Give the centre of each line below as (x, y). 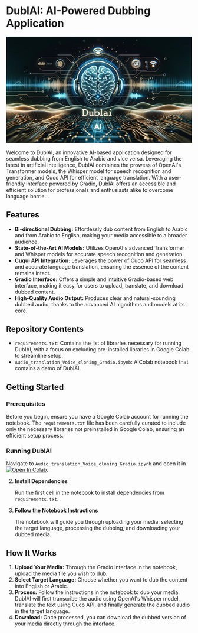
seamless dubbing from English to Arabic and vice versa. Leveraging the (94, 158)
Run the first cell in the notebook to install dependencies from (90, 493)
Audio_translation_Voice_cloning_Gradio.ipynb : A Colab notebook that (101, 362)
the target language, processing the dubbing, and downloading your (98, 528)
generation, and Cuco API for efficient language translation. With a (87, 177)
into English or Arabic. (42, 586)
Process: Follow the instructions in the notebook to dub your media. (97, 592)
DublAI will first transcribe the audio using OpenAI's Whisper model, (97, 599)
